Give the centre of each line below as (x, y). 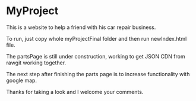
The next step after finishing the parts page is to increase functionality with (98, 74)
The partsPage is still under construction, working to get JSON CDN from (96, 56)
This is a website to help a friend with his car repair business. (81, 27)
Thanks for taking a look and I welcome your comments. (75, 92)
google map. (22, 80)
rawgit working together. (36, 63)
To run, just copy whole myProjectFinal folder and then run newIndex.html (97, 38)
